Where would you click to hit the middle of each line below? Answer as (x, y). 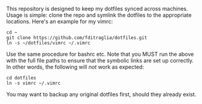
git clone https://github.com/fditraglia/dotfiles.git (77, 38)
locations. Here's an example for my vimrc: (60, 21)
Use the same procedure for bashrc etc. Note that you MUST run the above (100, 54)
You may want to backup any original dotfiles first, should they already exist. (101, 94)
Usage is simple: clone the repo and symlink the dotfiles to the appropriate (99, 15)
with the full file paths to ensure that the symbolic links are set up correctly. (100, 60)
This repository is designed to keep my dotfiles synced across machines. (97, 9)
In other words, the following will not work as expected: (75, 67)
